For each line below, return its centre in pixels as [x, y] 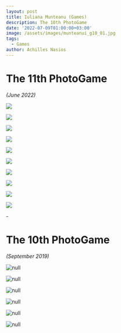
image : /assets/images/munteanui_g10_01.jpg [61, 33]
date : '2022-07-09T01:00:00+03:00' [49, 28]
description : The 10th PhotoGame [47, 22]
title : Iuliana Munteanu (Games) [47, 17]
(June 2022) [21, 95]
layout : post [22, 11]
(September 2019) [28, 256]
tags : [13, 39]
